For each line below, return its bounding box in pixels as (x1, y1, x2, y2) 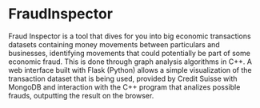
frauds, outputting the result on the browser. (8, 90, 154, 100)
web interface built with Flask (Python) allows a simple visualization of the (8, 65, 252, 74)
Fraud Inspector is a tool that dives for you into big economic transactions (8, 31, 251, 41)
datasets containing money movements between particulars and (8, 39, 220, 49)
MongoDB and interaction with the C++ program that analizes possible (8, 82, 241, 92)
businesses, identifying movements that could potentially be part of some (8, 48, 250, 58)
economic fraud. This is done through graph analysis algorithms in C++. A (8, 57, 252, 66)
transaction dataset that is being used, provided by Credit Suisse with (8, 74, 238, 83)
